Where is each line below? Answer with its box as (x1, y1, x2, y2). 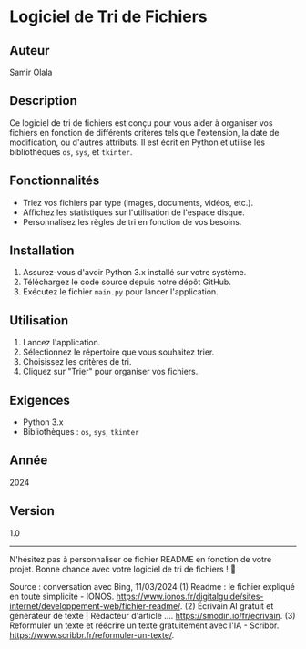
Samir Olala (9, 67, 53, 77)
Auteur (9, 43, 50, 58)
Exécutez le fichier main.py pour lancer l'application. (22, 286, 219, 297)
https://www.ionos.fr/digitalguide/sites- (116, 591, 264, 602)
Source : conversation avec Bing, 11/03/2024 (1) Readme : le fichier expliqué (9, 581, 296, 592)
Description (9, 93, 77, 108)
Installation (9, 243, 75, 259)
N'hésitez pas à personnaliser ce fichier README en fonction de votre (9, 553, 272, 564)
